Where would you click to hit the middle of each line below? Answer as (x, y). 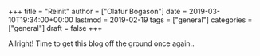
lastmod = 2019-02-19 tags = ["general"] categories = (163, 20)
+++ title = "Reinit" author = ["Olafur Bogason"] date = (98, 11)
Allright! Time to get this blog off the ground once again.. (101, 43)
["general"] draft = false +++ (55, 28)
